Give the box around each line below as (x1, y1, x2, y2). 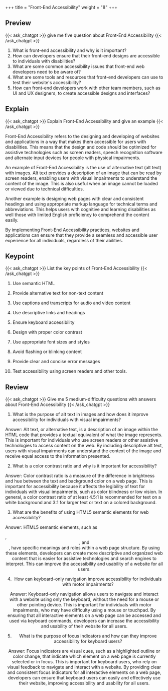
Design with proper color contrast (12, 329, 82, 335)
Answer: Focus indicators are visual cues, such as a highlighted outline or (8, 648, 160, 654)
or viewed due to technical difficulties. (5, 186, 84, 192)
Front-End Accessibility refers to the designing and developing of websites (5, 133, 159, 139)
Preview (5, 19, 32, 27)
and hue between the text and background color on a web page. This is (5, 478, 153, 484)
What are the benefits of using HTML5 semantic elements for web (12, 509, 149, 515)
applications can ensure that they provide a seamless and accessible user (5, 232, 158, 238)
